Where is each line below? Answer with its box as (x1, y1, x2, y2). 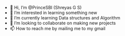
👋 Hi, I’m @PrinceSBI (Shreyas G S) (9, 5, 82, 10)
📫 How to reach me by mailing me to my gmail (9, 26, 106, 31)
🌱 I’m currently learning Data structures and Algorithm (9, 15, 121, 20)
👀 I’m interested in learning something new (9, 10, 98, 16)
